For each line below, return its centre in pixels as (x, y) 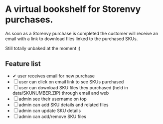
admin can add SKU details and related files (64, 105)
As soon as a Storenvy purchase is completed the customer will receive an (82, 33)
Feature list (23, 64)
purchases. (29, 20)
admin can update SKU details (50, 111)
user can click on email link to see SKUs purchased (71, 82)
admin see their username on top (53, 99)
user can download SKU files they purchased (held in (73, 87)
